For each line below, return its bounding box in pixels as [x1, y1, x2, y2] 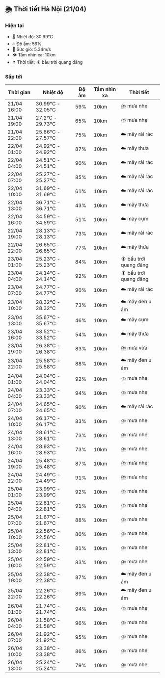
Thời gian [8, 89, 31, 96]
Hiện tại [5, 22, 24, 29]
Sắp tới [5, 73, 22, 80]
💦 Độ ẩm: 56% [12, 41, 42, 47]
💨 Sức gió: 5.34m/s [12, 46, 51, 52]
